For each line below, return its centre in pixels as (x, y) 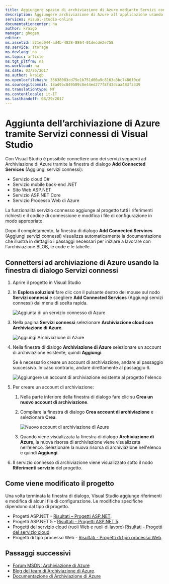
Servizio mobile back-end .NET (45, 184)
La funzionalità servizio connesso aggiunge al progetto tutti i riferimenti (79, 210)
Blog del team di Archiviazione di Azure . (54, 570)
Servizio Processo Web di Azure (46, 201)
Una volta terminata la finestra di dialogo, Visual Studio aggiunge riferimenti (83, 496)
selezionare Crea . (38, 417)
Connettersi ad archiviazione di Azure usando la (82, 263)
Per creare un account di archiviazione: (53, 387)
